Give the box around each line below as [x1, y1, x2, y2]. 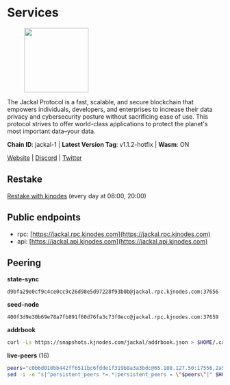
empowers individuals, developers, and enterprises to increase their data [7, 105, 213, 113]
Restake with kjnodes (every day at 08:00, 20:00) [7, 191, 147, 200]
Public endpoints [7, 211, 81, 224]
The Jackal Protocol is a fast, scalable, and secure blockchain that [7, 97, 194, 106]
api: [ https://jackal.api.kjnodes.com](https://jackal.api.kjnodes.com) [16, 237, 208, 245]
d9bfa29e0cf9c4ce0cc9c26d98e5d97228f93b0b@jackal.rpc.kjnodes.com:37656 [7, 288, 219, 296]
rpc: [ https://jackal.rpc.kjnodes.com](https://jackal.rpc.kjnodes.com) [16, 230, 211, 238]
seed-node [7, 301, 40, 309]
